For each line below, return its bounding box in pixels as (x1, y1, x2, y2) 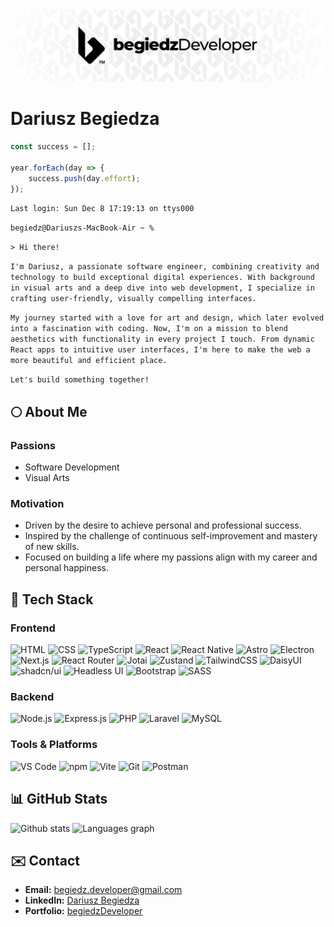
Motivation (10, 497, 65, 511)
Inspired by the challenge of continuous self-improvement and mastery (24, 530, 318, 542)
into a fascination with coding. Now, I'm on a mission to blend (10, 324, 288, 334)
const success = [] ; (10, 142, 97, 152)
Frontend (10, 621, 56, 635)
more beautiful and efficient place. (10, 356, 168, 366)
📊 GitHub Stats (10, 791, 108, 808)
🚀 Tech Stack (10, 591, 94, 608)
